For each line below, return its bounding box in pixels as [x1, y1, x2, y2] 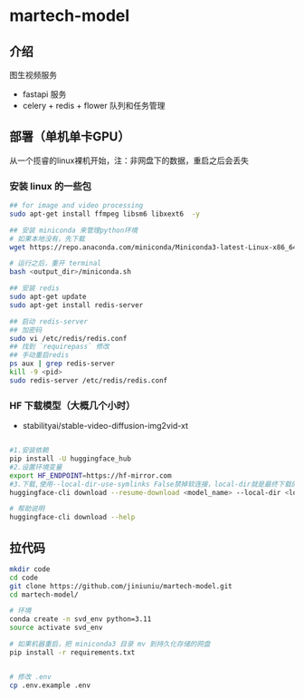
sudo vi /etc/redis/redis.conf [9, 334, 128, 343]
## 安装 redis [9, 284, 61, 293]
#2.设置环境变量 [9, 462, 62, 471]
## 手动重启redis [9, 351, 70, 360]
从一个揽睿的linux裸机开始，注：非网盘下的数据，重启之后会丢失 [9, 155, 249, 166]
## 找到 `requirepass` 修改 [9, 342, 110, 352]
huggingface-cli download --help [9, 513, 136, 522]
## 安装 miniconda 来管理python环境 [9, 226, 138, 235]
